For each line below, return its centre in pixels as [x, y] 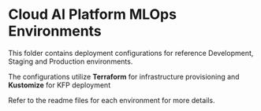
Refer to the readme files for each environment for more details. [112, 100]
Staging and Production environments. [71, 61]
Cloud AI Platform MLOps [93, 15]
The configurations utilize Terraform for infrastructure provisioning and [124, 76]
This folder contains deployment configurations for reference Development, [131, 53]
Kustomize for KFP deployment [60, 85]
